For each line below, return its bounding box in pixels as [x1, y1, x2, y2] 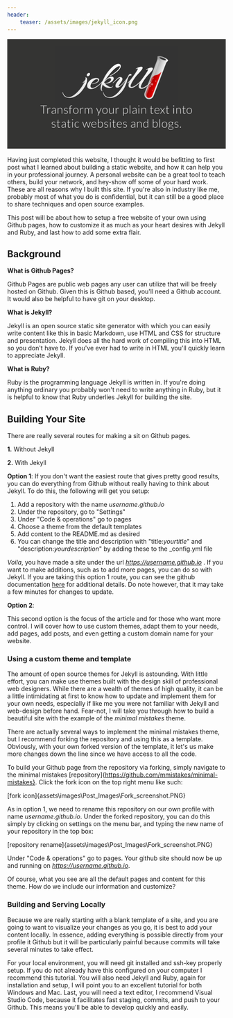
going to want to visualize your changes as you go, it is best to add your [7, 923, 213, 931]
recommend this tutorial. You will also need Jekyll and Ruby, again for [7, 973, 206, 982]
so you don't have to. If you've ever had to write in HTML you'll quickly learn [7, 344, 225, 353]
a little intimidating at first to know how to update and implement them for [7, 692, 216, 700]
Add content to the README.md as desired [17, 530, 140, 538]
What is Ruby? [7, 365, 50, 373]
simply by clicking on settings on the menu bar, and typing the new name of [7, 820, 224, 828]
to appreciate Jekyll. [7, 351, 66, 359]
